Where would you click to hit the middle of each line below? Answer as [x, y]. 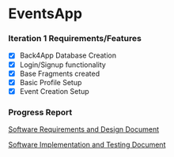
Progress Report [40, 112]
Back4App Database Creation [68, 55]
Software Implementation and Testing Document [87, 145]
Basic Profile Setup [51, 82]
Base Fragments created [60, 73]
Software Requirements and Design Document [84, 129]
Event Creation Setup [54, 91]
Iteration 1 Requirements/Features [75, 39]
